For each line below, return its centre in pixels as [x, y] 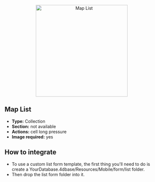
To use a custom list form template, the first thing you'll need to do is [81, 164]
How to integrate [31, 152]
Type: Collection [28, 121]
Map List [18, 109]
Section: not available [34, 126]
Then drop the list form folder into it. [48, 174]
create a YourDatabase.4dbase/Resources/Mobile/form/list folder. [78, 169]
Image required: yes [32, 136]
